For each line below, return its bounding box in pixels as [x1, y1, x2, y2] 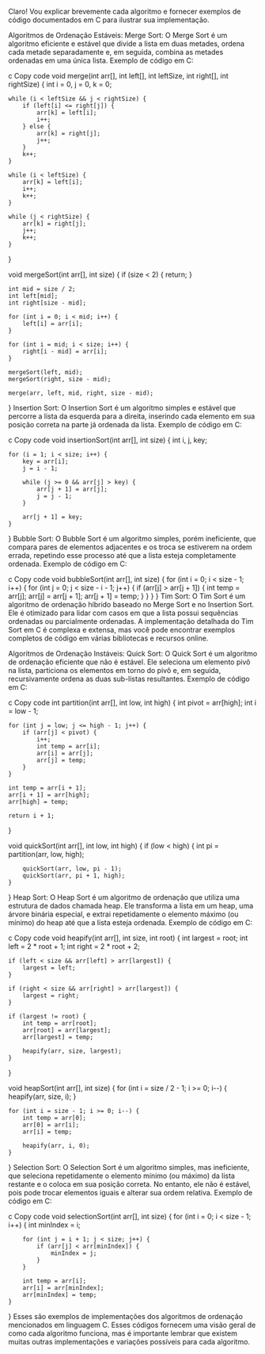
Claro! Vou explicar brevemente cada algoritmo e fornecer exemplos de [8, 7, 241, 16]
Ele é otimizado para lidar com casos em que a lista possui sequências [8, 608, 239, 618]
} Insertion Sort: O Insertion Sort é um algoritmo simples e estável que [8, 404, 236, 412]
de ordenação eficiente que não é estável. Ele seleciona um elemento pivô [8, 657, 251, 667]
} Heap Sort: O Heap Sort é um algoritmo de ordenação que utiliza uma [8, 893, 240, 902]
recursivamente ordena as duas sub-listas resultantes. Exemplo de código [8, 674, 251, 683]
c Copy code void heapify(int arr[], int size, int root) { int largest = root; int [8, 933, 248, 943]
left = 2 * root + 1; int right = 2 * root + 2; [8, 942, 141, 950]
